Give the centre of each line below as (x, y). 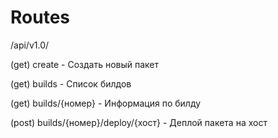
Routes (40, 17)
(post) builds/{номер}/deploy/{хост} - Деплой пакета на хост (139, 122)
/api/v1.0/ (30, 45)
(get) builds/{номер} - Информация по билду (106, 103)
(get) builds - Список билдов (71, 83)
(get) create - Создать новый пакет (85, 64)
